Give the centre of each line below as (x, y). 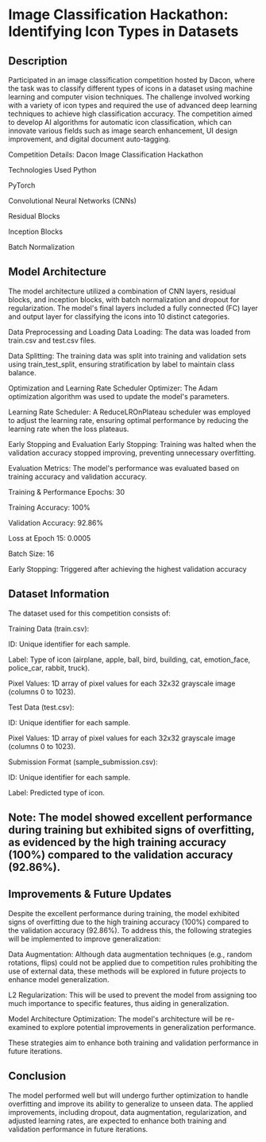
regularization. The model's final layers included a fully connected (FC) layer (133, 308)
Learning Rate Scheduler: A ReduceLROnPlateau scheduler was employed (129, 412)
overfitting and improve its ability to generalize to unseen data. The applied (131, 1104)
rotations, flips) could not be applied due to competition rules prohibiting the (133, 962)
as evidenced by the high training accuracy (118, 843)
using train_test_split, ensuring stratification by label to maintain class (121, 364)
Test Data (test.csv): (41, 707)
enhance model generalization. (59, 979)
